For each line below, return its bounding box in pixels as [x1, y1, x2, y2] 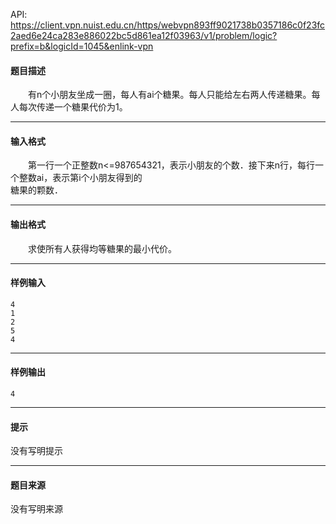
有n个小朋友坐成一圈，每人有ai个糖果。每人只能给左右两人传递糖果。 [27, 89, 312, 101]
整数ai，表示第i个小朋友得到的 [18, 172, 143, 184]
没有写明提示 [10, 445, 63, 457]
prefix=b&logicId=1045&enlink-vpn [10, 40, 154, 52]
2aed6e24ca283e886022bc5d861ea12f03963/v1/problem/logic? [10, 30, 278, 41]
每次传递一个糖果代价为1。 [18, 101, 128, 113]
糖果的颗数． [10, 184, 63, 196]
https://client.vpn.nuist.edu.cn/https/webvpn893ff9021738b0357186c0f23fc [10, 19, 326, 31]
